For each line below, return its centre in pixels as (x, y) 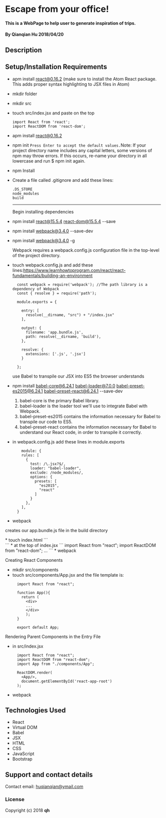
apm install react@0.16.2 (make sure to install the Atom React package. (84, 79)
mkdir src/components (35, 570)
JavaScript (23, 754)
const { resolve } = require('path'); (57, 293)
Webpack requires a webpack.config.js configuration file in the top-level (86, 250)
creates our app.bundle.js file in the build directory (57, 530)
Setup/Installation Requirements (56, 67)
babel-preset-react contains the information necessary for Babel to (88, 427)
